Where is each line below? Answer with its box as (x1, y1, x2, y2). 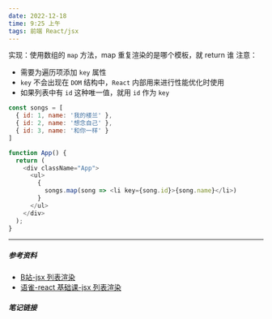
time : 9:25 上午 (8, 19, 61, 28)
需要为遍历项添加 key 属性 (19, 67, 107, 77)
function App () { (8, 149, 67, 157)
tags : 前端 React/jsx (8, 27, 79, 35)
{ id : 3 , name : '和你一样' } (15, 127, 109, 135)
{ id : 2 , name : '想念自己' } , (15, 119, 113, 127)
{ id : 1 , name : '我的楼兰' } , (15, 111, 113, 120)
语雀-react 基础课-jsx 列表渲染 (19, 282, 121, 292)
